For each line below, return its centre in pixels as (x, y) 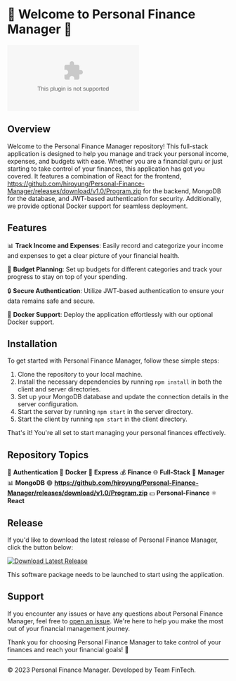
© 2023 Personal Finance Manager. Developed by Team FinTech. (102, 670)
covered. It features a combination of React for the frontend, (94, 176)
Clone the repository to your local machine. (80, 375)
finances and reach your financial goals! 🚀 (68, 649)
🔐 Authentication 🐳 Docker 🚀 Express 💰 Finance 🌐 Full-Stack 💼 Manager (116, 472)
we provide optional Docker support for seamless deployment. (98, 206)
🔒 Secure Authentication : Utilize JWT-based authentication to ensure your (116, 290)
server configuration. (48, 404)
